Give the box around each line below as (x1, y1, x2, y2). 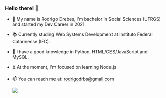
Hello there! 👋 (5, 5, 39, 12)
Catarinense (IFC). (12, 39, 50, 45)
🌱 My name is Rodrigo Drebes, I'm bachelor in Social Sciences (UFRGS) (12, 16, 161, 22)
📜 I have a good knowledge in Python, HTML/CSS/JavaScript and (12, 48, 148, 55)
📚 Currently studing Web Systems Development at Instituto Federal (12, 31, 153, 37)
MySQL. (12, 54, 29, 60)
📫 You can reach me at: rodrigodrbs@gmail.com (12, 76, 114, 82)
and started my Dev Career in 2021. (12, 21, 86, 27)
